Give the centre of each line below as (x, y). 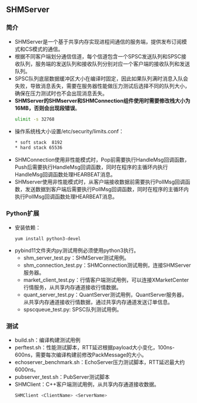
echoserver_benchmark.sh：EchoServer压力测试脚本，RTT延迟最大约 (100, 362)
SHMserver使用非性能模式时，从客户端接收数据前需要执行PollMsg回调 (100, 182)
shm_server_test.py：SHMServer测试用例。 (76, 258)
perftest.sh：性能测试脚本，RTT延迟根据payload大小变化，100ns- (95, 347)
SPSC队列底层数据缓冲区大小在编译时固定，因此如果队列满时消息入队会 (101, 78)
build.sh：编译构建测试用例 (47, 340)
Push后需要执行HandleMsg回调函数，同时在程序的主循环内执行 (91, 167)
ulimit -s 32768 (34, 119)
